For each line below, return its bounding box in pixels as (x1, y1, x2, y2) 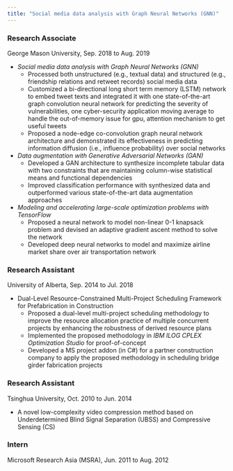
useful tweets (27, 121, 67, 130)
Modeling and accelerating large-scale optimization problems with (17, 203, 209, 211)
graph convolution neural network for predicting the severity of (27, 99, 209, 108)
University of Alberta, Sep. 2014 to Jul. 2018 (7, 281, 134, 289)
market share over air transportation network (27, 247, 156, 256)
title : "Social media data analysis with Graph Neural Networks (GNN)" (7, 10, 219, 17)
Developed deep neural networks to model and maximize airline (27, 240, 211, 248)
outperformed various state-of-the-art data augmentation (27, 188, 193, 196)
